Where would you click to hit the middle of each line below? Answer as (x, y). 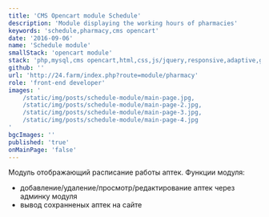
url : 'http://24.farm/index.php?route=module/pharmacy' (103, 75)
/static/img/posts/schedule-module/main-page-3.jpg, (112, 113)
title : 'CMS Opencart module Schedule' (75, 16)
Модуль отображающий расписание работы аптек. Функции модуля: (127, 172)
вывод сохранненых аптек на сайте (81, 205)
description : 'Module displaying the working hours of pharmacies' (123, 23)
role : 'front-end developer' (57, 82)
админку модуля (48, 196)
